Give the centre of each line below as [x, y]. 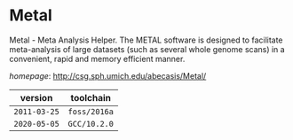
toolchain [91, 97]
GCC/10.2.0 [91, 124]
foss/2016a [91, 111]
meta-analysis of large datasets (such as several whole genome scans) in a [147, 49]
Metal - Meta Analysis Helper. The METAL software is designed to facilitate [146, 40]
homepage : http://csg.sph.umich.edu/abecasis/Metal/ [108, 75]
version [36, 97]
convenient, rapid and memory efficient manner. [97, 58]
